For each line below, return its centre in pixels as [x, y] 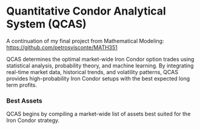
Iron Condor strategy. [33, 120]
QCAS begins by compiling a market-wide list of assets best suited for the [98, 114]
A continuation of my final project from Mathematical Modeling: [85, 41]
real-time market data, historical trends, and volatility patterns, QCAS [92, 72]
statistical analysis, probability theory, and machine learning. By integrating [100, 66]
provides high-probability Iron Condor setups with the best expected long [98, 78]
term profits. [22, 85]
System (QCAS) [46, 24]
